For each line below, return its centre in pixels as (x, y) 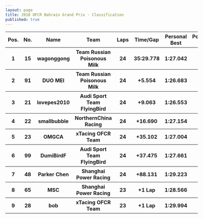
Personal (176, 37)
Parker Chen (53, 175)
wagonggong (53, 59)
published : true (22, 19)
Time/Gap (147, 40)
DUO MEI (53, 80)
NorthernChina (93, 118)
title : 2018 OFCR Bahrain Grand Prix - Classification (65, 15)
